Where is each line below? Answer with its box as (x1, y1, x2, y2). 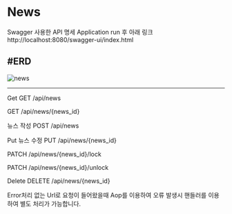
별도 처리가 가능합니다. (19, 200, 81, 208)
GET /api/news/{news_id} (7, 107, 80, 115)
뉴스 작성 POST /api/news (7, 121, 79, 130)
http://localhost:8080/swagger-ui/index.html (7, 35, 134, 43)
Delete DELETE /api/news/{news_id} (7, 177, 110, 185)
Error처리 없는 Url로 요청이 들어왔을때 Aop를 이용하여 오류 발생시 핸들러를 (7, 191, 207, 199)
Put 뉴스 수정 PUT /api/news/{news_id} (7, 136, 117, 144)
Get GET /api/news (7, 94, 61, 102)
